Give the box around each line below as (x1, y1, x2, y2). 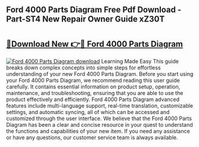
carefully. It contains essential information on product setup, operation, (6, 83, 181, 90)
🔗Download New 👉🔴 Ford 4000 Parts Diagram (6, 39, 184, 49)
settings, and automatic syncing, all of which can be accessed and (6, 109, 170, 115)
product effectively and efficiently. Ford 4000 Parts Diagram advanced (6, 96, 180, 103)
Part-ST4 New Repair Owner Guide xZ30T (6, 14, 165, 24)
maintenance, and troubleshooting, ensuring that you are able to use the (6, 90, 184, 96)
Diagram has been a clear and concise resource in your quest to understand (6, 121, 194, 128)
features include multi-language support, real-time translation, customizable (6, 102, 194, 109)
